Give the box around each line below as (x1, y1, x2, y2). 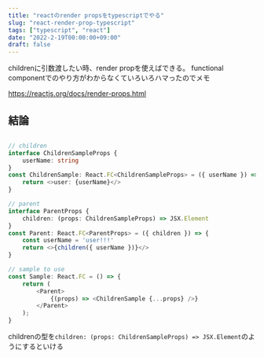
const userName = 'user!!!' (22, 237, 114, 245)
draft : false (8, 41, 51, 49)
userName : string (22, 157, 79, 164)
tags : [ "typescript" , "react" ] (8, 26, 111, 34)
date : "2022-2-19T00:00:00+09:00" (8, 33, 122, 42)
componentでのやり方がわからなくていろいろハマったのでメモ (8, 73, 211, 83)
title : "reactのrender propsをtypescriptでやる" (8, 11, 165, 20)
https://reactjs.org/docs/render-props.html (8, 89, 147, 98)
